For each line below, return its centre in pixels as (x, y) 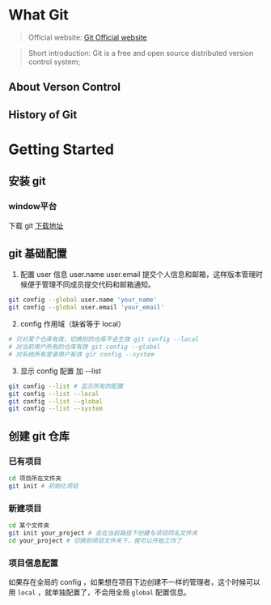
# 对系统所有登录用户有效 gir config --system (82, 354)
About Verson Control (65, 87)
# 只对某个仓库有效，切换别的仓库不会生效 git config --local (104, 339)
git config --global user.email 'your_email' (86, 308)
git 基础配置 (38, 253)
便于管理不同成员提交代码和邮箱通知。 (91, 284)
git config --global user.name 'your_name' (83, 300)
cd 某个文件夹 (29, 526)
